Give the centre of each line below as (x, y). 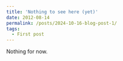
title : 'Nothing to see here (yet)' (52, 12)
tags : (13, 29)
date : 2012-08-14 (28, 18)
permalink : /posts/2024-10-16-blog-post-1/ (62, 23)
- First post (28, 34)
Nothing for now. (27, 51)
